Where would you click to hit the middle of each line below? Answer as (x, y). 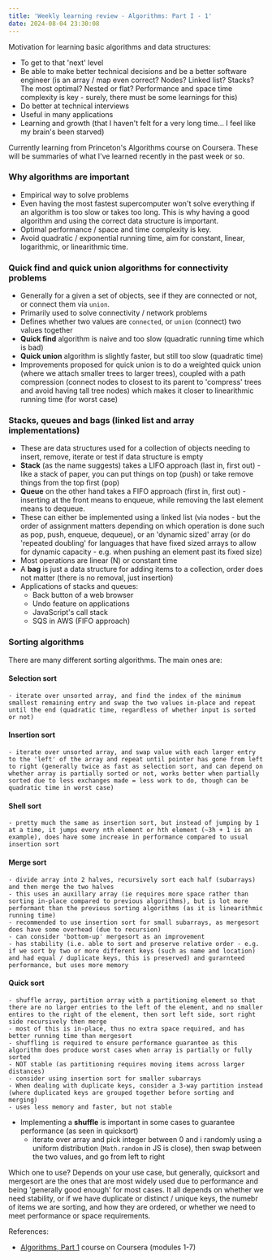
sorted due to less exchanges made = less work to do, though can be (129, 781)
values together (46, 330)
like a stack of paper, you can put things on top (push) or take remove (137, 474)
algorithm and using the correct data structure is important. (119, 220)
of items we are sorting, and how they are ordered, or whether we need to (132, 1207)
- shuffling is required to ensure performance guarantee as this (123, 1043)
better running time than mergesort (70, 1035)
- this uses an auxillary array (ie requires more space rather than (129, 894)
